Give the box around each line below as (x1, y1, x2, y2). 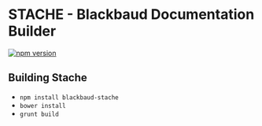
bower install (19, 102, 66, 109)
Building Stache (8, 71, 88, 84)
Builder (8, 22, 57, 40)
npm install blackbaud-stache (19, 93, 120, 102)
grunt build (19, 110, 59, 118)
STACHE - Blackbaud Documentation (8, 6, 255, 24)
